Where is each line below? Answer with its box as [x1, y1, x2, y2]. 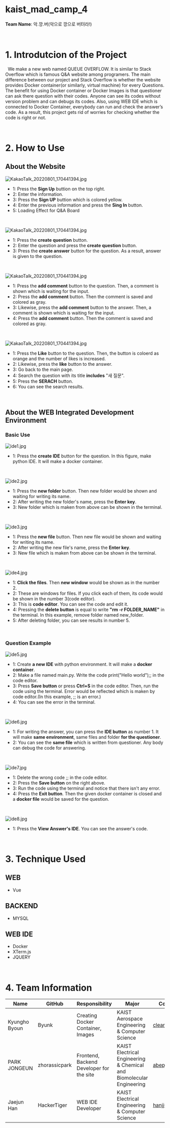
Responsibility [76, 1000, 112, 1007]
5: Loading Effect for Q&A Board [12, 207, 80, 213]
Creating [76, 1012, 98, 1019]
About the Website [5, 162, 66, 171]
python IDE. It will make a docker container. [12, 458, 103, 464]
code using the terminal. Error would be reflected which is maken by [12, 688, 155, 694]
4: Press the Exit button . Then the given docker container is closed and [12, 790, 162, 797]
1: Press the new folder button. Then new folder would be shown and [12, 487, 157, 494]
